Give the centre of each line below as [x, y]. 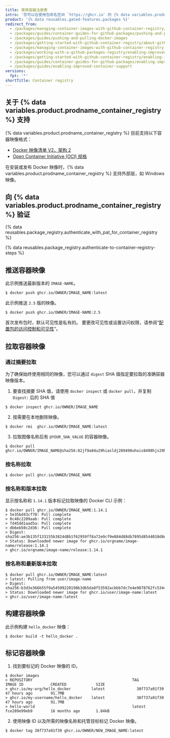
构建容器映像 [25, 614]
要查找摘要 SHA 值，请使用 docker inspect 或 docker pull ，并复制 [82, 391]
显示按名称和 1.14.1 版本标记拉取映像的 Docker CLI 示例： [66, 501]
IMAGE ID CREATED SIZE [55, 685]
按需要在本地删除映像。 [37, 417]
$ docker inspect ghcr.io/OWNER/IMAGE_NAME [52, 407]
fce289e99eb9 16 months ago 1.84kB [57, 711]
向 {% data [22, 197]
